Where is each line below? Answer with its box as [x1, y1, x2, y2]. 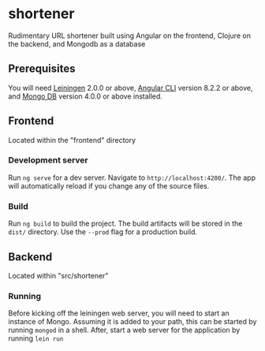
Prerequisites [8, 62, 76, 76]
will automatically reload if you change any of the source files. [8, 181, 210, 190]
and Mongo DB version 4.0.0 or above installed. [8, 91, 163, 101]
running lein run [8, 334, 64, 343]
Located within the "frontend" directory [8, 135, 136, 144]
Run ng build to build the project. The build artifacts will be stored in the [8, 218, 243, 229]
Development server [8, 155, 88, 166]
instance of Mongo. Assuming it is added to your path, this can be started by [8, 317, 257, 327]
